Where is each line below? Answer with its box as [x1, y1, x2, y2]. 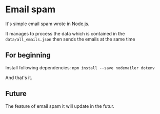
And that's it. [5, 74, 32, 81]
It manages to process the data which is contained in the [5, 30, 125, 36]
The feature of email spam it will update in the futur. [5, 103, 114, 109]
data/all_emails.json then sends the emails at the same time [5, 36, 135, 42]
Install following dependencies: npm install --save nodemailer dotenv [5, 64, 155, 70]
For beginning [5, 51, 51, 60]
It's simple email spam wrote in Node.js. [5, 21, 90, 27]
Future [5, 89, 27, 98]
